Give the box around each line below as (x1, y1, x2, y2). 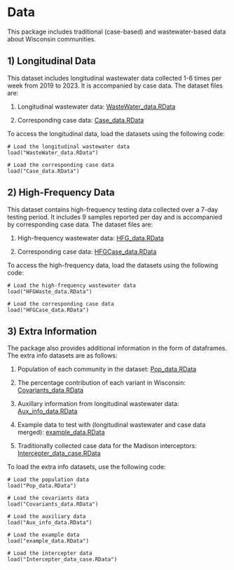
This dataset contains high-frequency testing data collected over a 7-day (7, 205, 219, 214)
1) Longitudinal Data (7, 55, 96, 67)
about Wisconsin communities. (7, 34, 97, 43)
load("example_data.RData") (7, 538, 90, 545)
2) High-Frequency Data (7, 186, 115, 198)
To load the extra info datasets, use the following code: (7, 463, 166, 471)
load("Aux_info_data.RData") (7, 520, 92, 527)
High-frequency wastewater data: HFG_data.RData (17, 233, 165, 242)
